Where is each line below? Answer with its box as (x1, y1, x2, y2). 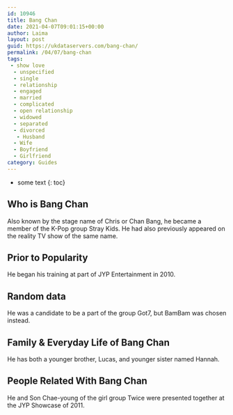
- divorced (13, 127, 45, 134)
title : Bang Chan (7, 17, 58, 24)
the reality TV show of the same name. (7, 231, 118, 240)
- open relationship (13, 107, 73, 114)
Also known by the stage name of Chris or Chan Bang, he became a (7, 217, 202, 225)
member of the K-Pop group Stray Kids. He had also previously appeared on (7, 224, 226, 233)
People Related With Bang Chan (7, 375, 147, 387)
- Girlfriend (13, 152, 51, 160)
